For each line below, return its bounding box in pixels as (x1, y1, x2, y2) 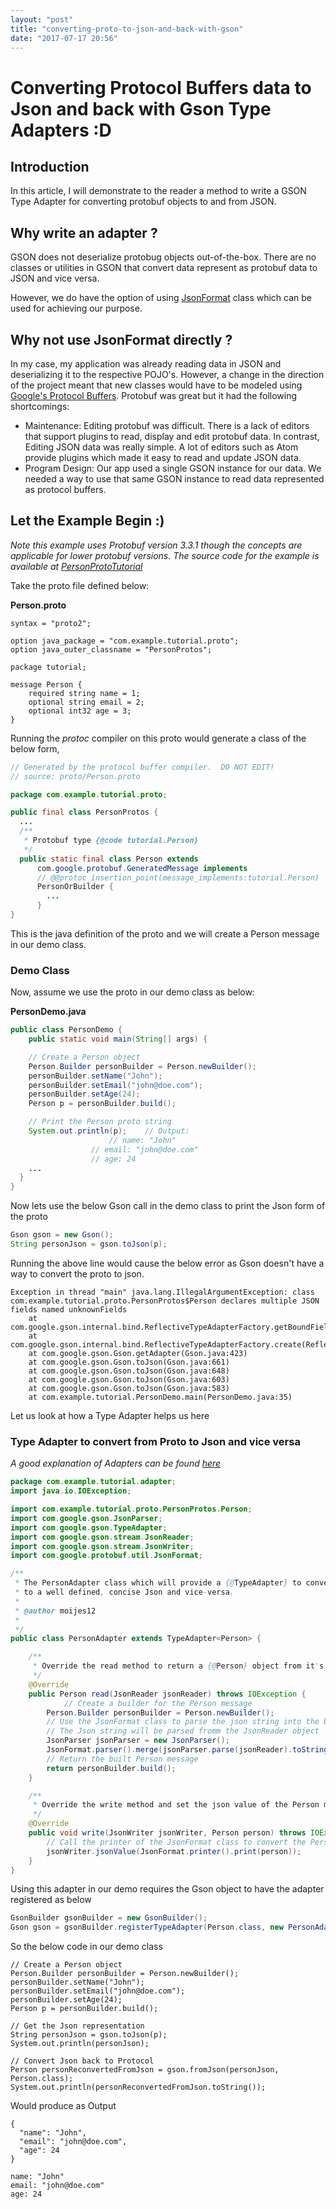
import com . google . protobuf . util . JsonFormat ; (10, 1551, 203, 1561)
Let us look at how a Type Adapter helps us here (10, 1409, 210, 1421)
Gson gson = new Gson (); (10, 1230, 114, 1240)
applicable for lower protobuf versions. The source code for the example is (10, 549, 320, 561)
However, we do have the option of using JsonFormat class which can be (10, 292, 313, 304)
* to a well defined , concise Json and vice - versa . (14, 1587, 235, 1598)
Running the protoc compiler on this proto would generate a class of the (10, 732, 307, 744)
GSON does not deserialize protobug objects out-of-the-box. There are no (10, 251, 317, 263)
